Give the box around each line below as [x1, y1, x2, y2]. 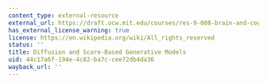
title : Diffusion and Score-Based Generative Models [8, 48, 187, 56]
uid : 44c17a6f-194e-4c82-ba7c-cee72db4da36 [8, 56, 155, 64]
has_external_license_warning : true [8, 26, 130, 34]
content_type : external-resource [8, 11, 119, 20]
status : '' [8, 41, 44, 49]
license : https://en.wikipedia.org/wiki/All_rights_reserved [8, 33, 215, 42]
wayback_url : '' [8, 63, 62, 71]
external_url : [8, 19, 56, 27]
